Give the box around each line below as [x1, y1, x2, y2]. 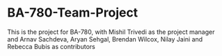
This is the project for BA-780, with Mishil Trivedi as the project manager [7, 28, 215, 36]
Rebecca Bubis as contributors [7, 42, 95, 50]
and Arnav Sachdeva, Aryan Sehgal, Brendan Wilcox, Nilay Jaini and [7, 35, 203, 43]
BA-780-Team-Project [7, 5, 138, 21]
